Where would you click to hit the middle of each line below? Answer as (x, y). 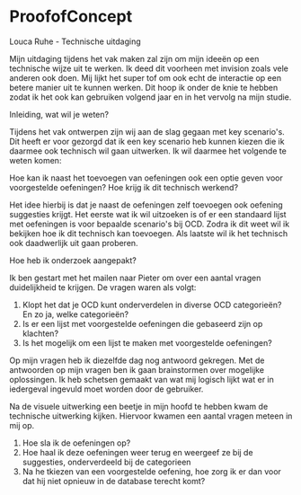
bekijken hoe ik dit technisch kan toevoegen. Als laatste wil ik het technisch (149, 233)
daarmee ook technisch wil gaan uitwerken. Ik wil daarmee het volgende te (148, 151)
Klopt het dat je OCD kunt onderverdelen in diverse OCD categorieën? (152, 305)
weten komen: (35, 160)
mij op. (22, 425)
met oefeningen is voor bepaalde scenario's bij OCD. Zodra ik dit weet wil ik (150, 224)
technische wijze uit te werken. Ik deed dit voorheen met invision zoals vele (149, 68)
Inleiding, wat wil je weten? (59, 114)
